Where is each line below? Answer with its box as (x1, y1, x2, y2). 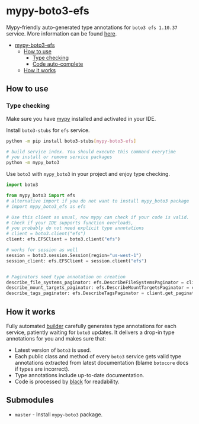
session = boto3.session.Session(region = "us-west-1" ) (6, 252, 142, 258)
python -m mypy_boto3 (6, 160, 60, 166)
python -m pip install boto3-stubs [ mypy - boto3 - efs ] (6, 138, 136, 144)
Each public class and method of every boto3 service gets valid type (14, 352, 182, 359)
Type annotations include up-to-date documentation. (14, 371, 145, 378)
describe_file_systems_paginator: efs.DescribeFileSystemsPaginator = (6, 280, 184, 285)
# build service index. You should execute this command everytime (6, 149, 176, 155)
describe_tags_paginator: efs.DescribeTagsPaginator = (6, 290, 145, 297)
